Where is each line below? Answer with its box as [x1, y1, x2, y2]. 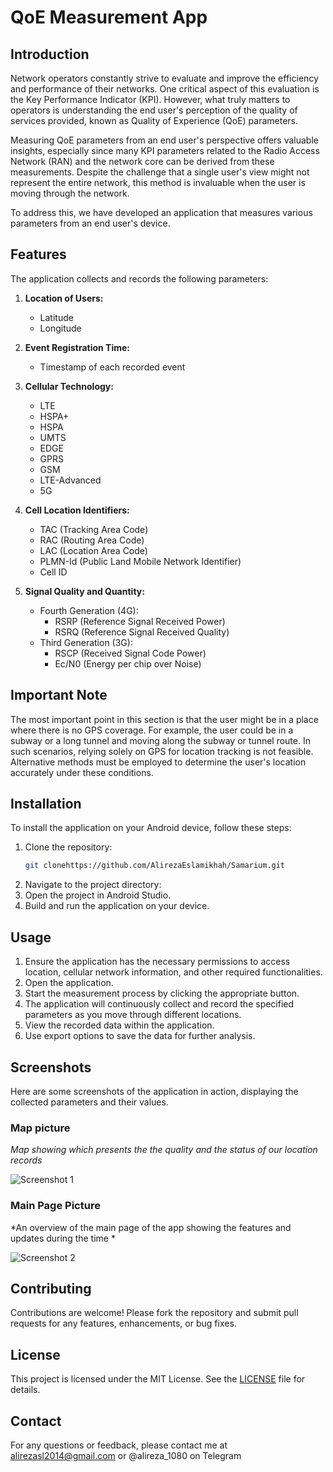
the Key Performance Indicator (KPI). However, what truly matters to [10, 94, 291, 105]
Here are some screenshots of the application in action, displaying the [10, 1085, 299, 1097]
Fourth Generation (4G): [39, 604, 139, 616]
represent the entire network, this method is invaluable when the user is [10, 177, 306, 188]
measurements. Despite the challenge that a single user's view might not [10, 166, 310, 178]
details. [10, 1384, 41, 1396]
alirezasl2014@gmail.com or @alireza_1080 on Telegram [10, 1449, 242, 1461]
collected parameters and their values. [10, 1096, 169, 1108]
